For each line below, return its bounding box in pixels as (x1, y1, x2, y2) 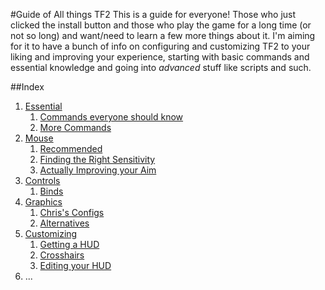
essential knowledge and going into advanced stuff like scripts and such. (10, 62, 312, 73)
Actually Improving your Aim (39, 164, 157, 176)
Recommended (39, 143, 103, 154)
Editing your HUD (39, 260, 112, 271)
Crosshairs (39, 249, 85, 261)
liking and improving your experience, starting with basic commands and (10, 51, 310, 63)
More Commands (39, 122, 112, 133)
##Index (10, 81, 45, 93)
